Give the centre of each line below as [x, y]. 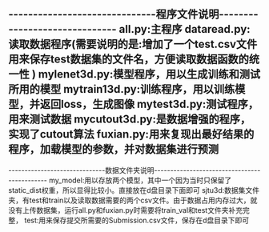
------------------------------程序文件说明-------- [133, 14]
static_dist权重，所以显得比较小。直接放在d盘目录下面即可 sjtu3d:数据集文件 [134, 190]
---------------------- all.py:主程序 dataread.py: [129, 29]
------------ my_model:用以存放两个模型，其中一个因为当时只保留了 [120, 180]
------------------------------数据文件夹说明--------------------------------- [134, 170]
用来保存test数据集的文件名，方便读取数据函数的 [129, 60]
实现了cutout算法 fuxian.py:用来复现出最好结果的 [131, 134]
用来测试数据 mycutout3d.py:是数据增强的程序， [129, 120]
